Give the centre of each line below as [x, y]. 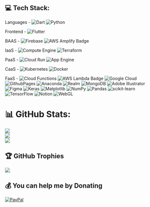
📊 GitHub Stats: [38, 114]
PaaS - [12, 59]
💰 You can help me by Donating [54, 185]
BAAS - [13, 41]
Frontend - [16, 31]
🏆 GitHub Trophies [35, 156]
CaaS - [12, 69]
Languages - [18, 22]
